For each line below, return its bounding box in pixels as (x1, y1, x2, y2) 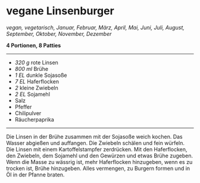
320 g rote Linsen (14, 58, 58, 66)
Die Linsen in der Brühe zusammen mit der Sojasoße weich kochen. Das (6, 133, 183, 140)
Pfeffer (14, 103, 32, 110)
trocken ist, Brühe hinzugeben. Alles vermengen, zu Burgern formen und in (6, 165, 190, 172)
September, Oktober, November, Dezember (6, 30, 112, 37)
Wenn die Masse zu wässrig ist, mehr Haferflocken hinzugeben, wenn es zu (6, 158, 193, 165)
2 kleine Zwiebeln (14, 84, 58, 91)
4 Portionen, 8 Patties (6, 42, 61, 49)
